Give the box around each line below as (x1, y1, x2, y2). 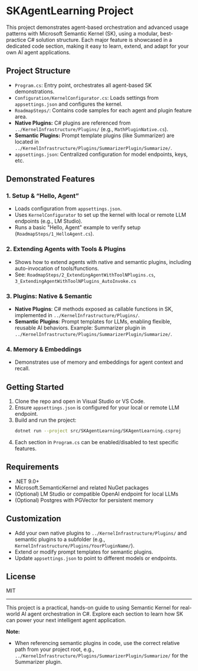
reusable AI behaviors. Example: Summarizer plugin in (14, 324, 146, 331)
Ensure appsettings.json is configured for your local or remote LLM (14, 404, 180, 411)
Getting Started (6, 382, 64, 392)
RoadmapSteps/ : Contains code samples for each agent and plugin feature (14, 106, 192, 113)
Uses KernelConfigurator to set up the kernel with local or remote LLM (14, 211, 187, 219)
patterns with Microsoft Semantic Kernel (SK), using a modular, (6, 30, 159, 37)
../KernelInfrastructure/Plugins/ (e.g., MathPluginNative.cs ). (14, 125, 169, 132)
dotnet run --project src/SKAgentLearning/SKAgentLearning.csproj (14, 428, 181, 434)
